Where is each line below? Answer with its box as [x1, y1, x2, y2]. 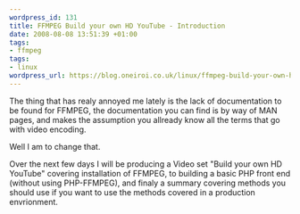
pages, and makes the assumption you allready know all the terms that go [9, 114, 281, 125]
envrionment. [9, 196, 58, 207]
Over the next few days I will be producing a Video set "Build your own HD [9, 158, 283, 169]
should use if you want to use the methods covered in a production [9, 186, 256, 197]
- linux [9, 63, 38, 72]
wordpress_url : [9, 71, 66, 80]
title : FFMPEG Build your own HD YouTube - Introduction [9, 21, 226, 30]
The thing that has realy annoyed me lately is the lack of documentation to [9, 95, 282, 106]
